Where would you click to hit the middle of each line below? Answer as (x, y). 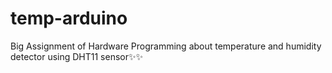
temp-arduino (69, 18)
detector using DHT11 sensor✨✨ (77, 56)
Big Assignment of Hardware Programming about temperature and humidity (166, 46)
